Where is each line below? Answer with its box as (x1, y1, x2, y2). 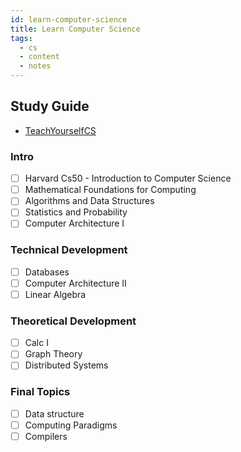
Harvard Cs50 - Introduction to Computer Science (24, 172, 232, 185)
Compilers (24, 430, 68, 442)
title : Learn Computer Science (10, 24, 141, 34)
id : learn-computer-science (10, 14, 128, 25)
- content (19, 52, 60, 62)
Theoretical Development (10, 314, 137, 328)
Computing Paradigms (24, 419, 118, 431)
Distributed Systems (24, 359, 109, 371)
